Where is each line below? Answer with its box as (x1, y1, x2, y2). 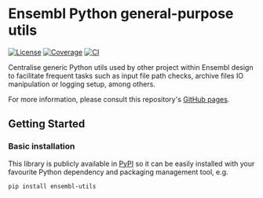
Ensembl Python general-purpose (8, 5, 234, 23)
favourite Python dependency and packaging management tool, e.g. (8, 167, 229, 177)
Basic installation (8, 141, 75, 152)
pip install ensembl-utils (8, 182, 97, 190)
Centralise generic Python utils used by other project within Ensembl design (8, 62, 254, 71)
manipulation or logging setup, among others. (8, 79, 155, 89)
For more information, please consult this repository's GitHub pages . (8, 94, 230, 104)
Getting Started (8, 117, 86, 130)
